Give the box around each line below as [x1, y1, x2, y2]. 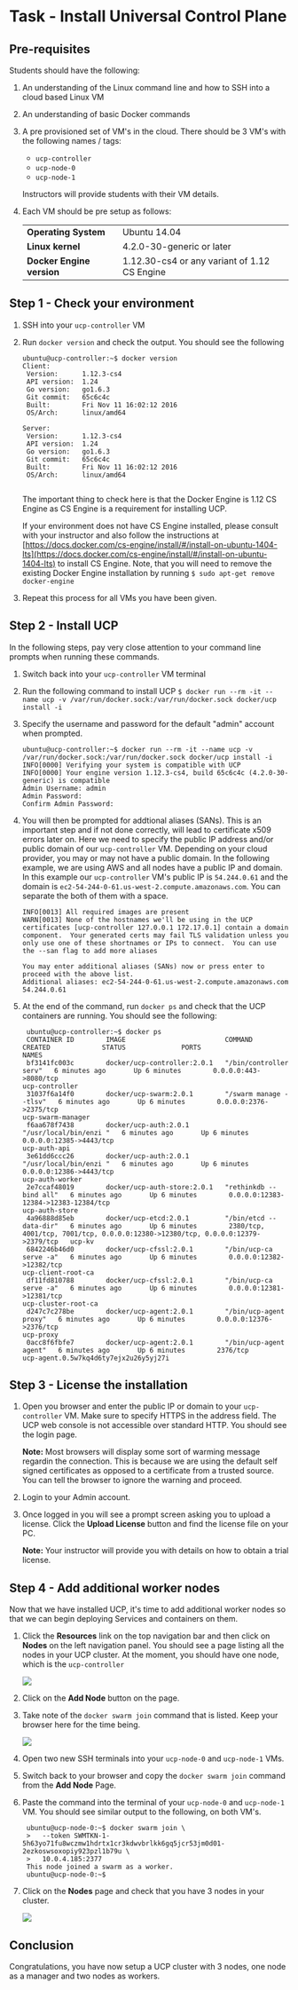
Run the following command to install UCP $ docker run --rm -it [21, 685, 262, 696]
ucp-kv [69, 1236, 95, 1246]
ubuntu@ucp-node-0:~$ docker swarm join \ [26, 1824, 186, 1833]
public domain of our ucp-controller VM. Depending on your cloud [21, 843, 268, 854]
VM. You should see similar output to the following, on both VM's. [21, 1806, 262, 1817]
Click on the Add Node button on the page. [21, 1693, 180, 1703]
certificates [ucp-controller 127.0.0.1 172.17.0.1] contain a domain [21, 923, 289, 932]
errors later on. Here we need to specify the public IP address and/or [21, 833, 274, 844]
